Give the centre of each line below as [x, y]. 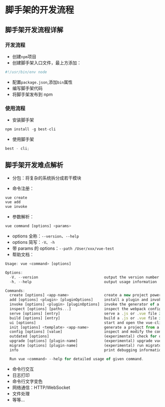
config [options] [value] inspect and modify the [81, 332]
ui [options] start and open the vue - [82, 322]
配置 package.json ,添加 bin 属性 [42, 82]
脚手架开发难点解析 [34, 165]
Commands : [15, 291]
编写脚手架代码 [27, 88]
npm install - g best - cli [30, 129]
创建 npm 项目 [24, 57]
